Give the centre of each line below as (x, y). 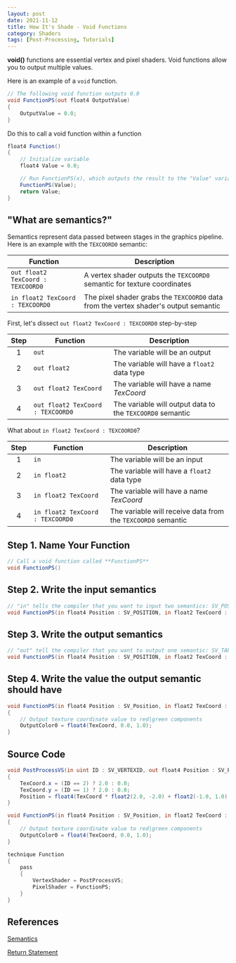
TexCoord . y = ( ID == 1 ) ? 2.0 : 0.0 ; (75, 790)
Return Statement (33, 952)
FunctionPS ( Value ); (48, 185)
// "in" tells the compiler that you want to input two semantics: (108, 606)
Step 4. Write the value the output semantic (104, 679)
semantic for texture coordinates (138, 284)
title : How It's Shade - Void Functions (67, 27)
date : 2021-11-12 (33, 20)
